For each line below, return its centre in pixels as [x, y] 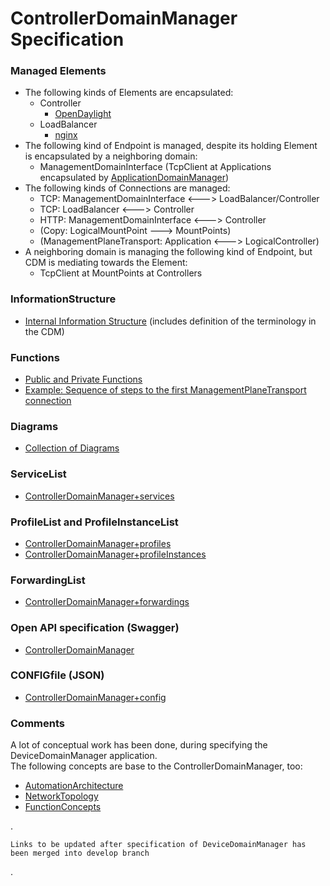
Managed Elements [58, 71]
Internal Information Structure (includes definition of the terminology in [170, 321]
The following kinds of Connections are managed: [127, 188]
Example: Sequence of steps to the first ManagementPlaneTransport [165, 390]
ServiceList [38, 474]
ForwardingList [48, 580]
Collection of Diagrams [72, 448]
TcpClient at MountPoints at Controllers [121, 273]
